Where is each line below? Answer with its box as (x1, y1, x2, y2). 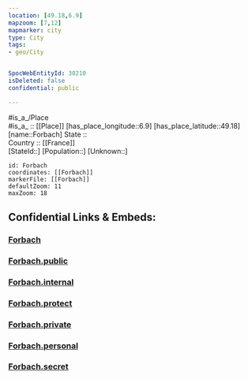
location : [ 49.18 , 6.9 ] (8, 11, 83, 20)
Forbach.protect (8, 298, 73, 309)
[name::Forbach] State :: (8, 129, 88, 139)
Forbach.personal (8, 340, 79, 351)
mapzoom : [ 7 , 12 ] (8, 19, 62, 27)
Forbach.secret (8, 361, 69, 372)
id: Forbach (8, 161, 47, 170)
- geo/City (8, 48, 44, 56)
